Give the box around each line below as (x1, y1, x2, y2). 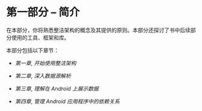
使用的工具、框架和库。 (11, 34, 70, 41)
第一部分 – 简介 (6, 5, 80, 19)
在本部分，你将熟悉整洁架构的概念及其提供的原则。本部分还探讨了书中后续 (6, 26, 191, 34)
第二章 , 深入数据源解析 (14, 72, 71, 79)
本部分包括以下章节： (6, 46, 59, 54)
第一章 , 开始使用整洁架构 (14, 59, 76, 67)
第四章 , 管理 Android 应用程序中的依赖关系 (14, 97, 120, 105)
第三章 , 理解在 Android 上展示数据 (14, 85, 99, 92)
